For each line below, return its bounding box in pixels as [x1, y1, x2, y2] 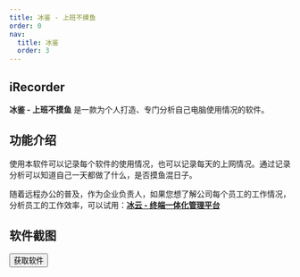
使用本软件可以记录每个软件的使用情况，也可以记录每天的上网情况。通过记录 [9, 158, 291, 169]
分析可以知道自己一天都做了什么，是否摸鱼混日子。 [9, 169, 197, 180]
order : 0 [9, 21, 42, 30]
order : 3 [17, 46, 50, 55]
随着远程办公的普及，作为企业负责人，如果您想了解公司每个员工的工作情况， [9, 189, 291, 199]
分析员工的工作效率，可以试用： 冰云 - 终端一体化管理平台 [9, 199, 221, 210]
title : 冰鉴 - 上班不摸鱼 [9, 13, 96, 22]
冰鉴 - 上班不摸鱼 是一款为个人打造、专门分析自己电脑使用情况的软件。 [9, 104, 270, 114]
